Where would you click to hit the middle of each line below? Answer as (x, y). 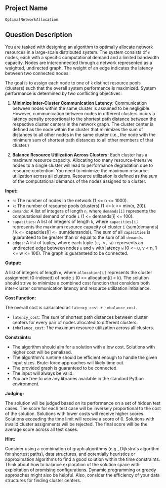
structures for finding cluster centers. (43, 480)
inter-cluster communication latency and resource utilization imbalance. (78, 288)
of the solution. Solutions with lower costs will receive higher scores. (75, 414)
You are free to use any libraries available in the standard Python (78, 378)
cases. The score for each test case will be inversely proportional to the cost (83, 408)
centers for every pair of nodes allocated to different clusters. (75, 322)
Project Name (26, 8)
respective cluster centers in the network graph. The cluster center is (83, 124)
